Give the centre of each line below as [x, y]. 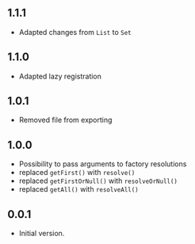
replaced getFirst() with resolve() [77, 173]
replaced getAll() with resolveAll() [79, 189]
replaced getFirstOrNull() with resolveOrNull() [98, 181]
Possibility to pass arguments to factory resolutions [103, 164]
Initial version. [42, 234]
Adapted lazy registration [60, 76]
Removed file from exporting [65, 120]
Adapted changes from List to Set [75, 32]
